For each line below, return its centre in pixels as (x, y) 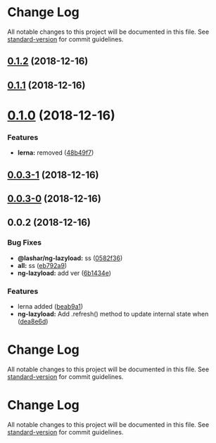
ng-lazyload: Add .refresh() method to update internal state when (113, 314)
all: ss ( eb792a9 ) (42, 265)
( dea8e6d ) (33, 321)
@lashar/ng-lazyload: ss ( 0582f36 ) (70, 258)
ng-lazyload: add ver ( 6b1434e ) (64, 273)
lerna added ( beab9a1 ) (50, 306)
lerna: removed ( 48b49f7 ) (56, 153)
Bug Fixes (25, 243)
